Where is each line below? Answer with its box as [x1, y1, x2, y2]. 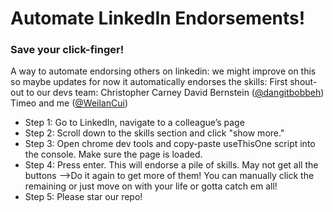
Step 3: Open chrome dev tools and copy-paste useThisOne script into [24, 138, 316, 150]
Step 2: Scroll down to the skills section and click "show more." [24, 127, 285, 139]
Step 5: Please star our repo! [24, 191, 143, 203]
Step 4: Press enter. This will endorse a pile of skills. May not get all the [24, 159, 319, 171]
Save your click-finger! [10, 43, 125, 57]
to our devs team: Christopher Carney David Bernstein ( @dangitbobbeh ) [26, 87, 325, 99]
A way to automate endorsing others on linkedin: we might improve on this [10, 65, 317, 77]
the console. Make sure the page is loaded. [24, 148, 203, 161]
